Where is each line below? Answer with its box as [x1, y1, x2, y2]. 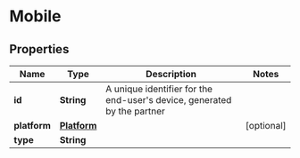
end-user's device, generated [105, 94, 232, 106]
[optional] [245, 120, 287, 131]
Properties [9, 42, 70, 57]
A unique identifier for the [105, 83, 212, 95]
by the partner [105, 105, 165, 117]
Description [146, 68, 197, 80]
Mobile [9, 6, 62, 27]
